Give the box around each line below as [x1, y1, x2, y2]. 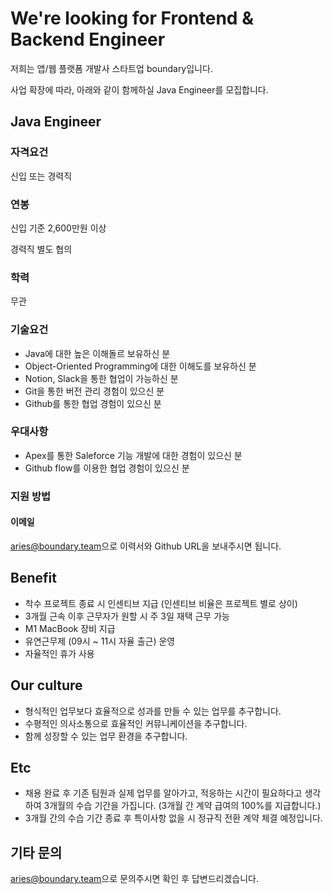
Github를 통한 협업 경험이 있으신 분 [24, 397, 162, 409]
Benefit [10, 570, 57, 587]
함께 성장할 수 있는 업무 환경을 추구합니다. [24, 730, 188, 742]
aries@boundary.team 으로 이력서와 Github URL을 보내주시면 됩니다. [10, 540, 282, 552]
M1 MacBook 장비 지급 [24, 622, 116, 634]
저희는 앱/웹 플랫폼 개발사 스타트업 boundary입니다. [10, 62, 213, 74]
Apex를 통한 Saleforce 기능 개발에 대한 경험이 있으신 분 [24, 449, 243, 461]
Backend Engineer [10, 28, 166, 51]
